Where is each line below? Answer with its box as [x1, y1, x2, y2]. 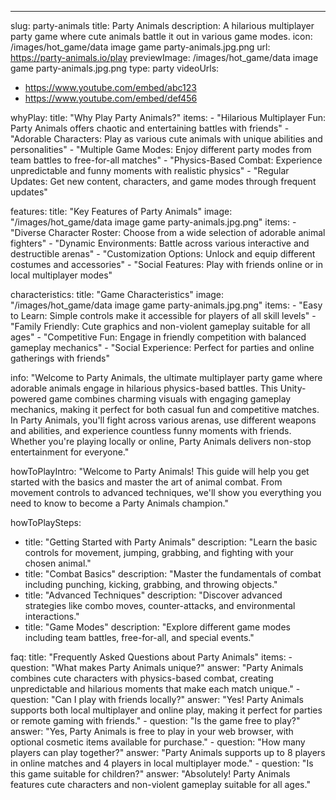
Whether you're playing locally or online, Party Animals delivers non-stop [10, 436, 312, 447]
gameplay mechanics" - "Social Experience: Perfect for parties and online [10, 342, 315, 353]
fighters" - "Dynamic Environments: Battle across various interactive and [10, 237, 310, 249]
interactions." [24, 611, 80, 622]
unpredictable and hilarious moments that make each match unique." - [10, 683, 301, 695]
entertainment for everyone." [10, 446, 130, 458]
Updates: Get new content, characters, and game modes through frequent [10, 176, 317, 187]
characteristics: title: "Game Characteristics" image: [10, 289, 225, 300]
